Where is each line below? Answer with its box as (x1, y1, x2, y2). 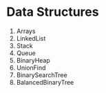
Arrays (16, 27, 36, 35)
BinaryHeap (16, 56, 51, 64)
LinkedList (16, 34, 46, 42)
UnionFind (16, 63, 46, 72)
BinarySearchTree (16, 70, 67, 79)
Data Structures (6, 4, 99, 20)
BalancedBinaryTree (16, 78, 74, 86)
